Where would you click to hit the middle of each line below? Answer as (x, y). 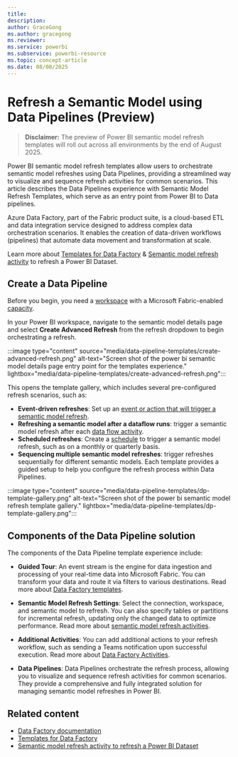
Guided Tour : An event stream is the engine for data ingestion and (114, 567)
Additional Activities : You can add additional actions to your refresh (118, 640)
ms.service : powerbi (38, 47)
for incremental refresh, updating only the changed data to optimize (117, 618)
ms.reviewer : (27, 41)
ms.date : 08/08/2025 (38, 67)
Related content (43, 713)
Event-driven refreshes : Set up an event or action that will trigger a (117, 409)
